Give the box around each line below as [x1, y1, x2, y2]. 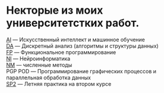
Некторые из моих [6, 4, 103, 17]
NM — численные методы [6, 61, 72, 69]
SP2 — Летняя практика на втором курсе [6, 80, 112, 87]
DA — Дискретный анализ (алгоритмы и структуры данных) [6, 42, 159, 49]
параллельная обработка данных [6, 74, 91, 81]
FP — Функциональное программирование [6, 48, 116, 55]
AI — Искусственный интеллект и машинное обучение [6, 36, 146, 43]
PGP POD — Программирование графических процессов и [6, 67, 156, 75]
